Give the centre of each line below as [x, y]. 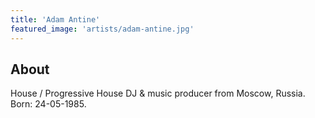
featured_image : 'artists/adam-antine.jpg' [102, 29]
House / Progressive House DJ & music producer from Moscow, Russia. [158, 93]
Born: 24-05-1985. [48, 104]
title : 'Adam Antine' [55, 19]
